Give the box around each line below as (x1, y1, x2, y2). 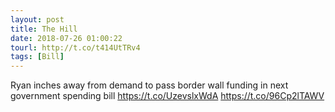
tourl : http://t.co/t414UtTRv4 (10, 42, 141, 53)
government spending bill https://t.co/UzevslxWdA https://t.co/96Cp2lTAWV (10, 90, 325, 102)
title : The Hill (10, 24, 78, 34)
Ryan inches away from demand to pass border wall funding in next (10, 79, 289, 91)
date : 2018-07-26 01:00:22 (10, 33, 123, 43)
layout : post (10, 14, 65, 25)
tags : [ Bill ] (10, 52, 65, 62)
